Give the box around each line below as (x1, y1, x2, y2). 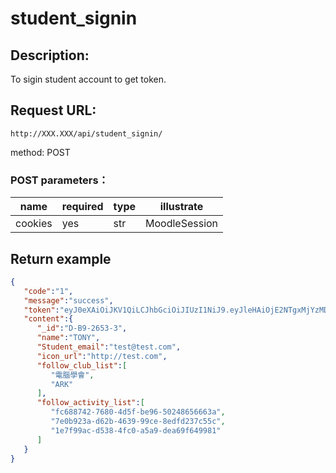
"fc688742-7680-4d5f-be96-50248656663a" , (50, 407, 226, 417)
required (61, 200, 104, 214)
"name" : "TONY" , (36, 333, 101, 343)
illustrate (159, 200, 204, 214)
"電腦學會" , (50, 370, 95, 380)
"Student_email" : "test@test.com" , (36, 342, 182, 352)
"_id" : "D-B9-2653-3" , (36, 323, 128, 334)
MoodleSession (145, 217, 219, 231)
